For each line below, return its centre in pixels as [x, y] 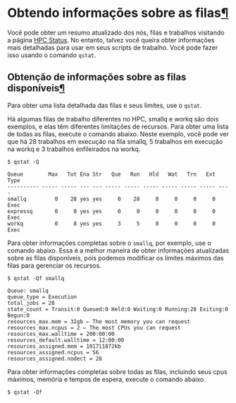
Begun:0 [19, 315]
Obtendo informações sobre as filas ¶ [118, 13]
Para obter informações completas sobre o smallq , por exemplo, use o [109, 243]
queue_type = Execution [42, 297]
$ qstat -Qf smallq [36, 278]
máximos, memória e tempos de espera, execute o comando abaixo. [106, 379]
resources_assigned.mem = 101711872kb [64, 346]
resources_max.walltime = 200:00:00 [61, 334]
